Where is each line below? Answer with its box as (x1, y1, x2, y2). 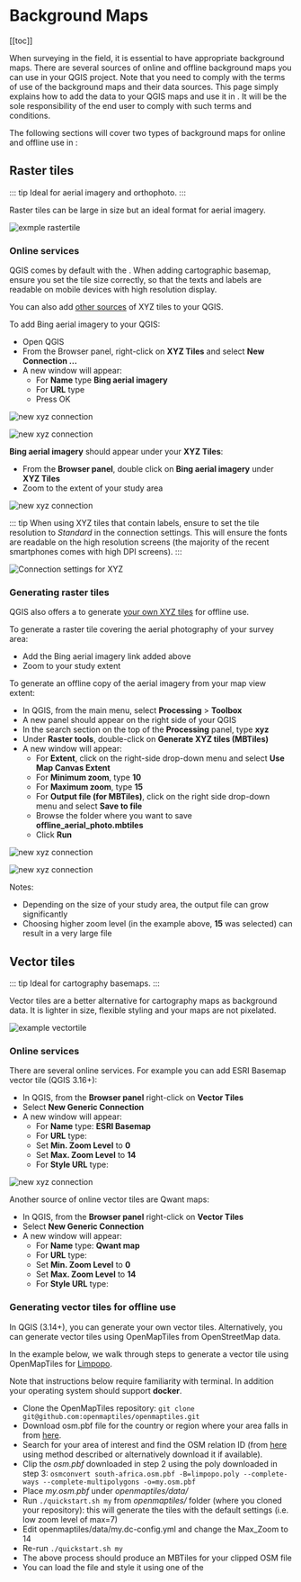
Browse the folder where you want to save (35, 810, 193, 821)
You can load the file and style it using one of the (22, 1561, 204, 1572)
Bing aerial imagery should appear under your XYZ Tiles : (9, 447, 224, 457)
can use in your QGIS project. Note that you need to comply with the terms (9, 71, 286, 82)
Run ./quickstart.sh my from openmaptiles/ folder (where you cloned (22, 1495, 283, 1505)
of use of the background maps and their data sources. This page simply (9, 81, 279, 92)
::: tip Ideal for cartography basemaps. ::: (9, 978, 160, 989)
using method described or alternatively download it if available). (22, 1449, 263, 1460)
